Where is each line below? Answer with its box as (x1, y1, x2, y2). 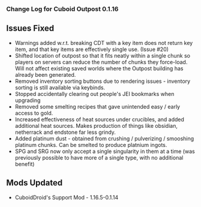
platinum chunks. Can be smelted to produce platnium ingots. (14, 141, 167, 148)
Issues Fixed (6, 23, 55, 34)
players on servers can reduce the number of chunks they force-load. (14, 58, 188, 65)
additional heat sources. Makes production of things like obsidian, (14, 122, 178, 129)
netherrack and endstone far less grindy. (14, 128, 116, 136)
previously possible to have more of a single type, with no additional (14, 154, 184, 161)
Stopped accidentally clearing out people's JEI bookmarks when (14, 90, 175, 97)
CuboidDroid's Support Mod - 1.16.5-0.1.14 (14, 194, 119, 201)
